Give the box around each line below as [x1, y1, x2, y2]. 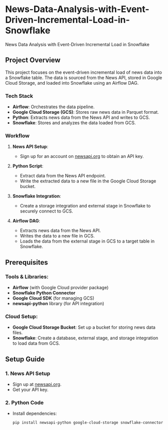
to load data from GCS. [12, 340, 60, 346]
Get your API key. [12, 387, 49, 393]
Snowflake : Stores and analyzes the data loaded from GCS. [12, 120, 136, 126]
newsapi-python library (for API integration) [12, 301, 104, 307]
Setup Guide [5, 355, 45, 363]
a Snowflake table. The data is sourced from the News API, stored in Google [5, 74, 162, 81]
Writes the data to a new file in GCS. [20, 233, 95, 239]
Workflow [5, 132, 30, 139]
